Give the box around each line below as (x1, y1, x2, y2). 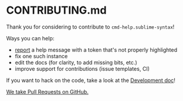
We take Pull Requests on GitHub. (6, 88, 89, 95)
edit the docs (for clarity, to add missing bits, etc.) (14, 59, 138, 66)
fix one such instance (14, 52, 68, 59)
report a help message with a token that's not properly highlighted (14, 46, 178, 53)
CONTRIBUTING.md (6, 4, 107, 17)
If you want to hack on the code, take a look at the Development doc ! (6, 77, 176, 84)
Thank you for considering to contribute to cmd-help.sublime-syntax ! (6, 23, 175, 30)
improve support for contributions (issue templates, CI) (14, 65, 150, 72)
